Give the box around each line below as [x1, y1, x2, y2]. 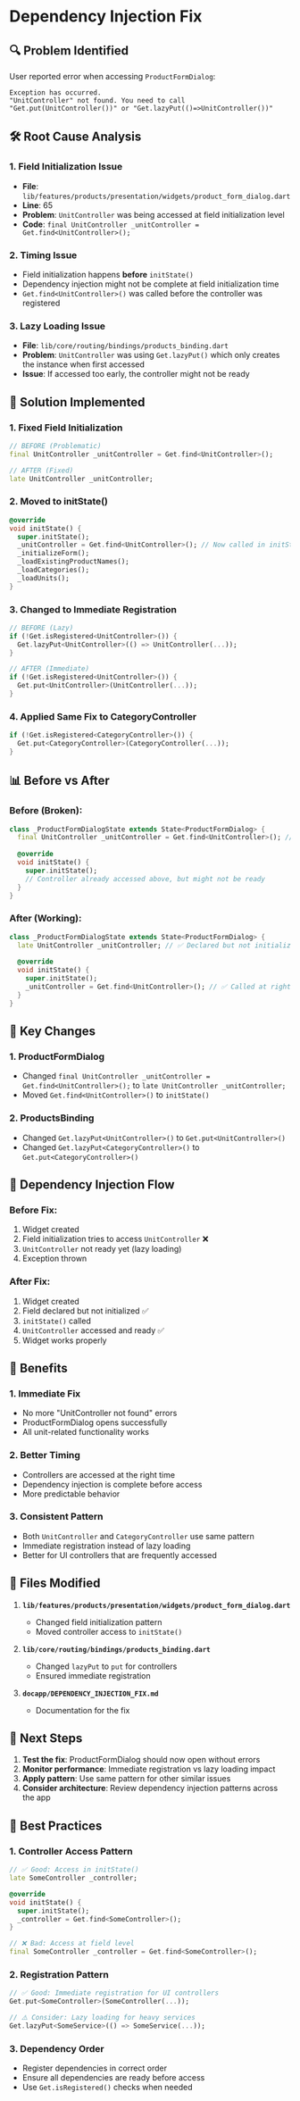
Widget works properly [21, 1335, 107, 1346]
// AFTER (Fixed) [9, 466, 74, 475]
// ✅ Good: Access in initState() [9, 1865, 139, 1874]
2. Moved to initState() [9, 496, 109, 508]
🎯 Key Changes [9, 1023, 96, 1038]
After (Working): [9, 913, 82, 925]
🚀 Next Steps [9, 1730, 83, 1747]
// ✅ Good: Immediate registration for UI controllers [9, 1988, 220, 1997]
